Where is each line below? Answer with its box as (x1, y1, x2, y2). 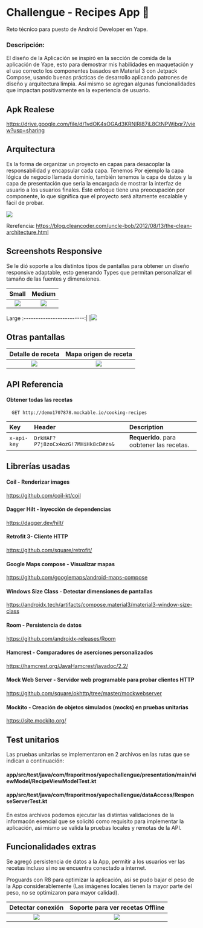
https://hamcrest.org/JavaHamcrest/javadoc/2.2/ (6, 662, 129, 669)
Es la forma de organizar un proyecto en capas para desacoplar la (6, 160, 170, 167)
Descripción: (6, 41, 45, 49)
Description (129, 423, 164, 432)
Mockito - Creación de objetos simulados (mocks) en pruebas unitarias (6, 703, 188, 711)
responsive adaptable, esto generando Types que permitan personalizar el (6, 269, 192, 276)
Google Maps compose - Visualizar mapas (6, 560, 115, 567)
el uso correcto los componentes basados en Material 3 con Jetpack (6, 67, 178, 75)
